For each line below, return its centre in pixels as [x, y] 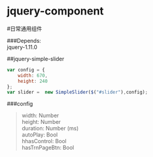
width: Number [40, 115]
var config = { [26, 70]
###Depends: [24, 40]
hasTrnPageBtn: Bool [48, 148]
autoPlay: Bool [40, 135]
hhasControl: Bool [44, 141]
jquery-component [55, 11]
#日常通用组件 [24, 28]
